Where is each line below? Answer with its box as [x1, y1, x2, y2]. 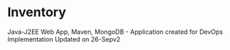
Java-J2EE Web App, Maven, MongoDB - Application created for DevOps [7, 27, 224, 36]
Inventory [7, 4, 66, 20]
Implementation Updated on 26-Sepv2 [7, 35, 121, 43]
